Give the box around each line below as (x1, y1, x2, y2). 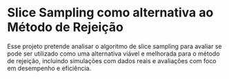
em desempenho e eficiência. (7, 64, 92, 72)
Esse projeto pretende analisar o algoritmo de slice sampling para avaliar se (7, 42, 222, 50)
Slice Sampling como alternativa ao (7, 5, 214, 21)
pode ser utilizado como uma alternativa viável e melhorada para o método (7, 49, 220, 58)
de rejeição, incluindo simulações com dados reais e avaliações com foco (7, 56, 217, 65)
